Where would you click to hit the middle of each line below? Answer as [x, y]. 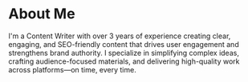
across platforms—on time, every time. [72, 69]
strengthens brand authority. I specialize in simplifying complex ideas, [124, 53]
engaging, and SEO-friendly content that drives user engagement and [124, 44]
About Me [42, 14]
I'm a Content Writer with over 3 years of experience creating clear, [120, 36]
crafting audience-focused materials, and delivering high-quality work [124, 61]
